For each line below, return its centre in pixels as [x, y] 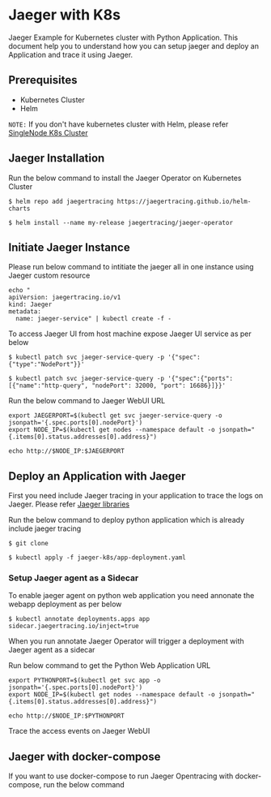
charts [19, 209]
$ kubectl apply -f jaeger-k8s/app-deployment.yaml [97, 558]
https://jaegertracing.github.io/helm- [184, 201]
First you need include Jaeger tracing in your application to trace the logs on [136, 496]
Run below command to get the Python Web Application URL [110, 666]
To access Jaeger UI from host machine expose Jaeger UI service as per [130, 334]
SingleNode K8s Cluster [48, 132]
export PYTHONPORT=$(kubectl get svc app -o [85, 681]
